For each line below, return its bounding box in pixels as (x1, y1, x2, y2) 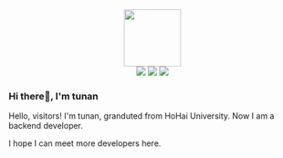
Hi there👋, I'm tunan (8, 90, 100, 102)
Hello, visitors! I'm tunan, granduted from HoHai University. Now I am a (8, 111, 275, 121)
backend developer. (8, 121, 84, 132)
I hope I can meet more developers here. (8, 138, 162, 149)
